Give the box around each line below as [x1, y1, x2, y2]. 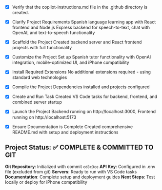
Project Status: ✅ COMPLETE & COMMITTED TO [5, 143, 154, 152]
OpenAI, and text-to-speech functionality [12, 30, 95, 36]
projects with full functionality [12, 45, 72, 51]
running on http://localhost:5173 [12, 114, 77, 120]
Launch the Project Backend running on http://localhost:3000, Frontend [12, 109, 156, 114]
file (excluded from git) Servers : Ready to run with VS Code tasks [5, 169, 137, 175]
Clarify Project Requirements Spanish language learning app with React [12, 19, 156, 25]
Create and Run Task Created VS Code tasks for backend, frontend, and [12, 94, 158, 99]
